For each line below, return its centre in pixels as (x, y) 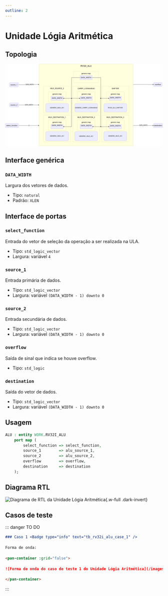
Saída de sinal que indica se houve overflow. (51, 358)
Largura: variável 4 (31, 256)
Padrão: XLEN (25, 201)
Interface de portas (36, 216)
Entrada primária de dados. (33, 280)
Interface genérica (35, 160)
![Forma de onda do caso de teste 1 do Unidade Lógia (62, 569)
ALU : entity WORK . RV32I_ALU (35, 435)
